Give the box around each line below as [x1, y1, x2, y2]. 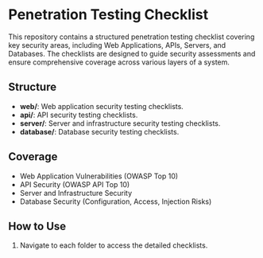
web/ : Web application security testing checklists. [19, 101, 184, 111]
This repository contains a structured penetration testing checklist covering [8, 32, 255, 41]
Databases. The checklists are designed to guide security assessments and [8, 49, 256, 58]
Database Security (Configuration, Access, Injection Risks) [19, 197, 212, 206]
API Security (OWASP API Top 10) [19, 179, 130, 189]
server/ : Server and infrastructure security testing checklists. [19, 118, 221, 128]
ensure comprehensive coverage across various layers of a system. [8, 57, 230, 67]
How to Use [8, 219, 67, 233]
